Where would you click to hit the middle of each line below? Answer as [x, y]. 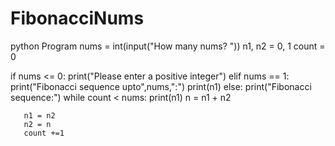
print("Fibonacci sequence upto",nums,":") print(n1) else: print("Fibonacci [161, 86]
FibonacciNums [77, 18]
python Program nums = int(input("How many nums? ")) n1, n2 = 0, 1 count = [168, 46]
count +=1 [44, 133]
